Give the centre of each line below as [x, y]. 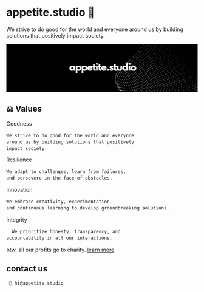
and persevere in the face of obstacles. [59, 178]
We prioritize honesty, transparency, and [66, 231]
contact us [27, 269]
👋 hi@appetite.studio [36, 284]
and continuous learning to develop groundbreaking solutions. [88, 208]
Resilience [19, 160]
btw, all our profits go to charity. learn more [60, 250]
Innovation [19, 190]
